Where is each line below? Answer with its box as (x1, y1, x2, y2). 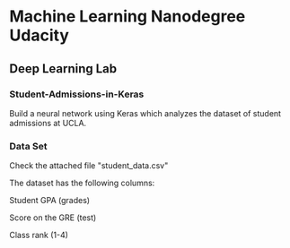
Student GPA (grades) (9, 195, 91, 206)
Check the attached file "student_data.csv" (9, 160, 169, 171)
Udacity (9, 25, 70, 46)
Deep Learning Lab (9, 61, 118, 76)
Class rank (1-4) (9, 230, 69, 241)
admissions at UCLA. (9, 117, 87, 128)
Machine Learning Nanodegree (9, 6, 246, 27)
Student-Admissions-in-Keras (9, 88, 145, 100)
